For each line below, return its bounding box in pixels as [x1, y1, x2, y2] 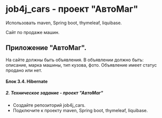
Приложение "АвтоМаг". [5, 43, 86, 52]
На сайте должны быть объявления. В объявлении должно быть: [5, 57, 144, 63]
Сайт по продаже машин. [5, 29, 60, 35]
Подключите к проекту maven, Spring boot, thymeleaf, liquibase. [12, 108, 148, 114]
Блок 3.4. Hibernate [5, 79, 48, 84]
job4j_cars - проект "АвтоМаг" [5, 3, 139, 15]
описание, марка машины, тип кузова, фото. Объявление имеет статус [5, 62, 157, 68]
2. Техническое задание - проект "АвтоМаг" [5, 90, 103, 96]
